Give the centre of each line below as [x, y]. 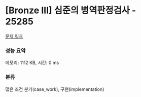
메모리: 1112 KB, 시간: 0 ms [32, 63]
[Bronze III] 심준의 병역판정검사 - [71, 10]
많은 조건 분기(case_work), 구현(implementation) [55, 89]
